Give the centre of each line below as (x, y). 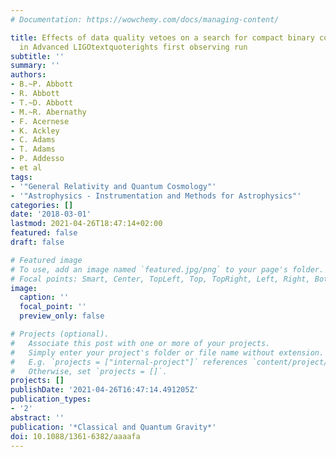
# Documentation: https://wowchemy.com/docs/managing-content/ (145, 19)
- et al (26, 168)
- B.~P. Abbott (42, 84)
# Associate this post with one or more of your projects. (140, 343)
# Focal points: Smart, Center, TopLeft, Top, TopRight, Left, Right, (160, 279)
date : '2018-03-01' (51, 214)
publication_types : (51, 399)
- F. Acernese (40, 121)
